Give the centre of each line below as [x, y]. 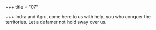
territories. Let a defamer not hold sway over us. [56, 22]
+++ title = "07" [22, 7]
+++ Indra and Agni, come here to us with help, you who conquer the [78, 17]
